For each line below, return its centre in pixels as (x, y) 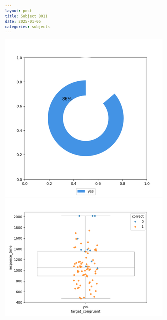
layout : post (19, 11)
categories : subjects (28, 27)
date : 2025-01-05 (23, 21)
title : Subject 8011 (27, 16)
